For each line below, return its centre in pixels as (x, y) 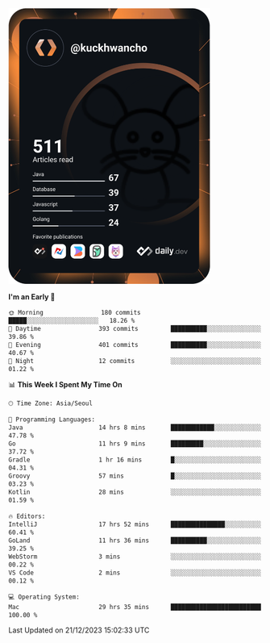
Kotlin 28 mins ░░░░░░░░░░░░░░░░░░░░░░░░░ (135, 492)
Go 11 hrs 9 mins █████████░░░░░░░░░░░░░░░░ (135, 444)
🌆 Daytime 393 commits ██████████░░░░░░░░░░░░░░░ (135, 328)
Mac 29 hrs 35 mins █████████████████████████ (135, 607)
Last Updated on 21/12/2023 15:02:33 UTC (79, 630)
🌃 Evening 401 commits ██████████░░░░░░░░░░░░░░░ (135, 344)
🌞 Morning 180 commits (75, 312)
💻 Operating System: (44, 597)
